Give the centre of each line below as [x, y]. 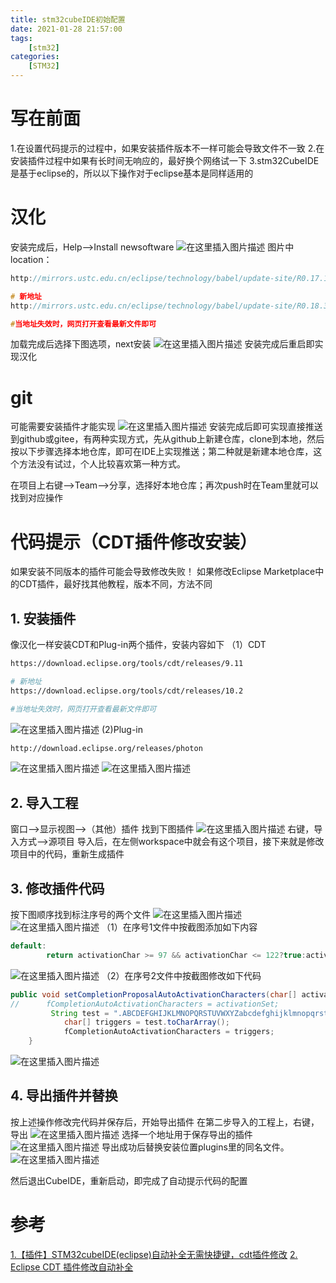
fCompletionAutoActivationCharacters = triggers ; [169, 1032]
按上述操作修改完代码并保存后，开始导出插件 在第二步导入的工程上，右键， [165, 1122]
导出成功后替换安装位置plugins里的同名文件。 [195, 1147]
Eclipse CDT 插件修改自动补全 [72, 1267]
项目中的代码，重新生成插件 [67, 854]
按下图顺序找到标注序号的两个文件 [80, 915]
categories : [35, 57]
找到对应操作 [36, 498]
